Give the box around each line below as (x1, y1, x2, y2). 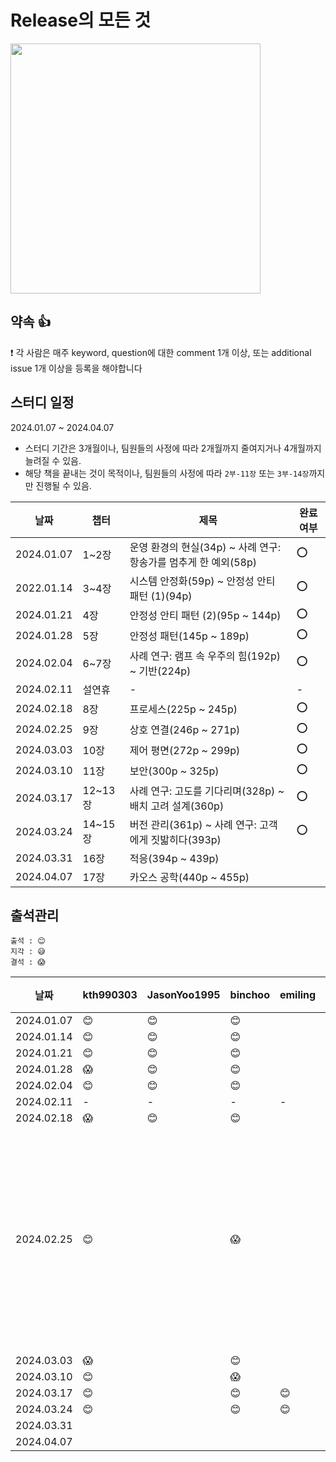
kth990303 (82, 988, 138, 1002)
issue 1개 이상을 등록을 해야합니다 (10, 362, 143, 374)
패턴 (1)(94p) (129, 589, 193, 603)
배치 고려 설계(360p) (129, 799, 225, 813)
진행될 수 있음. (35, 479, 92, 491)
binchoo (229, 988, 270, 1002)
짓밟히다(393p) (150, 832, 222, 846)
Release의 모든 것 (10, 9, 152, 32)
